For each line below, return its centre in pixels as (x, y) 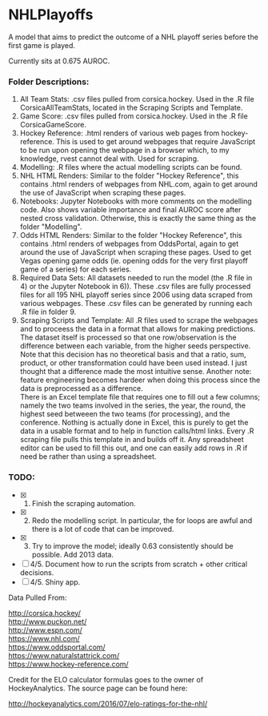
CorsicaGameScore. (53, 125)
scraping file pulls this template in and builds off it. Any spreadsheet (132, 440)
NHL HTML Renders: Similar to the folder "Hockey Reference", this (129, 176)
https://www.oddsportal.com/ (57, 647)
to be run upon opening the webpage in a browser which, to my (124, 151)
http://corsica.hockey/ (45, 613)
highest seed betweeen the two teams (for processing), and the (125, 414)
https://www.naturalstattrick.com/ (64, 655)
